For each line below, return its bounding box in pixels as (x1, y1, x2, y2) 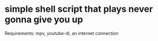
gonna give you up (4, 14, 83, 25)
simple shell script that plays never (4, 3, 153, 15)
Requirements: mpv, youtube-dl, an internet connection (4, 30, 118, 36)
